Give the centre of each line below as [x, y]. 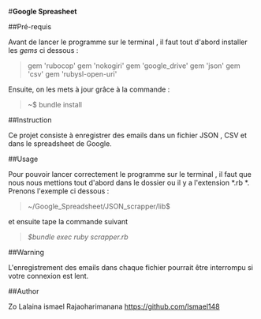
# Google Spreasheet [43, 11]
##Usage [23, 159]
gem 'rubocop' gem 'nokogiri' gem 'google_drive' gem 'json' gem [134, 66]
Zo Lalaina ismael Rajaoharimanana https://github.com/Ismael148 [114, 306]
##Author [24, 291]
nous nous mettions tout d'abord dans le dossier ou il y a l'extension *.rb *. [129, 182]
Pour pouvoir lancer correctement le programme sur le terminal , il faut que [130, 174]
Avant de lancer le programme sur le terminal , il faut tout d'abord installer [128, 42]
